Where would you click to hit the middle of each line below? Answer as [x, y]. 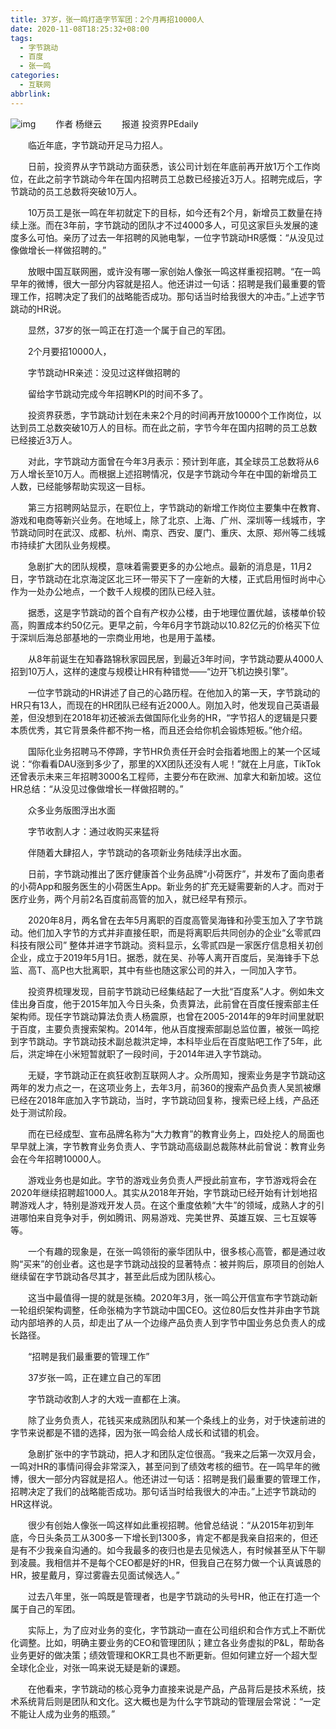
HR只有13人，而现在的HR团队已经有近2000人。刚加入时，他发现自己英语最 [165, 705]
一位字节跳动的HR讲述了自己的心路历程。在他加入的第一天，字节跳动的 [174, 692]
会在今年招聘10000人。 [58, 1158]
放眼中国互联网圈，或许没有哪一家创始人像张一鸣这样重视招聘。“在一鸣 [174, 271]
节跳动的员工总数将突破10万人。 [76, 191]
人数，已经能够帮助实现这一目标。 [80, 486]
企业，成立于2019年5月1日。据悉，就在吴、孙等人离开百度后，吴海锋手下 [160, 957]
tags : [21, 38]
